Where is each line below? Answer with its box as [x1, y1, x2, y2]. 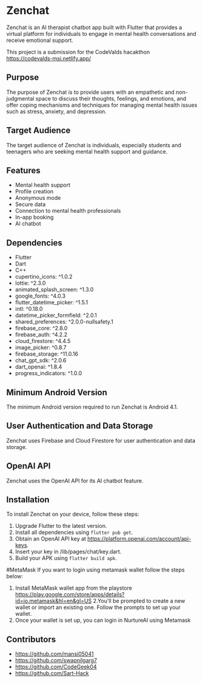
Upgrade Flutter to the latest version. [15, 522, 107, 530]
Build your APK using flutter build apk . [15, 555, 117, 562]
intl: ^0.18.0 [15, 305, 43, 313]
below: [6, 573, 23, 580]
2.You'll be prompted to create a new [93, 598, 185, 605]
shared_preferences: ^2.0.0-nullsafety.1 [15, 318, 114, 325]
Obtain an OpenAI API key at [15, 535, 87, 542]
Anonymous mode [15, 195, 61, 202]
